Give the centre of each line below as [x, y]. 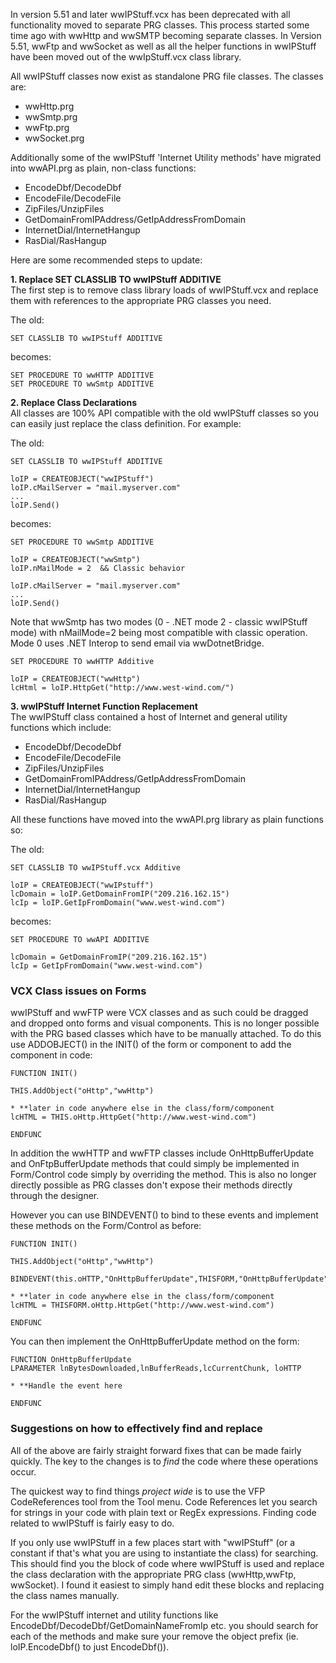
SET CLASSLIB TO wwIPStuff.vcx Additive [96, 868]
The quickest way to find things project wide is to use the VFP [138, 1491]
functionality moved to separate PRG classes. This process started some [160, 25]
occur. [23, 1471]
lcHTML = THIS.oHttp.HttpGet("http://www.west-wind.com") [133, 1117]
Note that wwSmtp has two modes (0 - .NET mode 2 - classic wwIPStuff [159, 622]
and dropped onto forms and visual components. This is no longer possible [165, 1023]
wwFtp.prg [47, 127]
